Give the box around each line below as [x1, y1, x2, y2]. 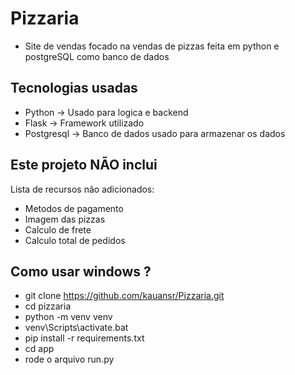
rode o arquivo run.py [24, 353, 115, 366]
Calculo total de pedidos [24, 234, 126, 246]
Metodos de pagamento [24, 202, 124, 214]
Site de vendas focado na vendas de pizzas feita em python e [24, 40, 280, 52]
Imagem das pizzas [24, 213, 106, 225]
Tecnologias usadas [10, 80, 138, 97]
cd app [24, 343, 55, 355]
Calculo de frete [24, 223, 92, 236]
